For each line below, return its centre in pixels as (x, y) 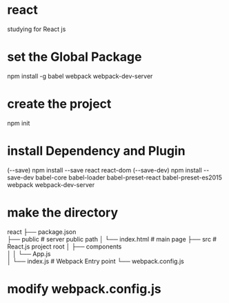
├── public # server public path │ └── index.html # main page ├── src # (112, 239)
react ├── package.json (42, 232)
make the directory (63, 212)
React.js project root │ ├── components (64, 246)
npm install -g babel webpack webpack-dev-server (80, 76)
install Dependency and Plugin (96, 151)
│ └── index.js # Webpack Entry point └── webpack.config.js (96, 261)
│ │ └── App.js (29, 253)
